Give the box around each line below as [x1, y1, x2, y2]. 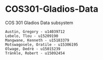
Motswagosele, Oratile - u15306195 [5, 42, 78, 47]
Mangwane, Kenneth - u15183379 [5, 38, 69, 43]
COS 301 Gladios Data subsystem [5, 20, 73, 26]
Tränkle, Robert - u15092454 [5, 51, 65, 56]
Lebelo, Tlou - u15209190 [5, 33, 58, 38]
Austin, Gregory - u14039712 [5, 29, 65, 34]
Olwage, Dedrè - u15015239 [5, 46, 61, 51]
